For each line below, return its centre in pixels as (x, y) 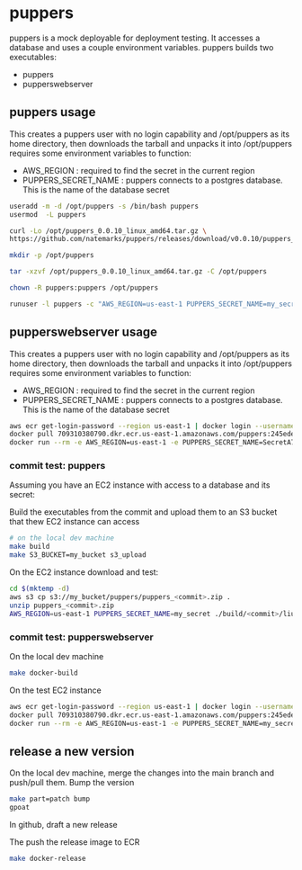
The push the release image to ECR (75, 842)
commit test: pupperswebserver (82, 637)
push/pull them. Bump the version (72, 783)
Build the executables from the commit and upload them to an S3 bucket (143, 512)
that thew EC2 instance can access (75, 522)
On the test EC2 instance (55, 690)
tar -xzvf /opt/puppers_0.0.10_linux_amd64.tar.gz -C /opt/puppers (138, 272)
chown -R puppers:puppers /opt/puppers (84, 288)
